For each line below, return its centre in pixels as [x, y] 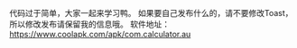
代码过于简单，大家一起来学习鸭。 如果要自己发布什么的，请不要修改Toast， [151, 13]
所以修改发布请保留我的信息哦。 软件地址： [89, 24]
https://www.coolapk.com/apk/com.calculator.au [100, 34]
